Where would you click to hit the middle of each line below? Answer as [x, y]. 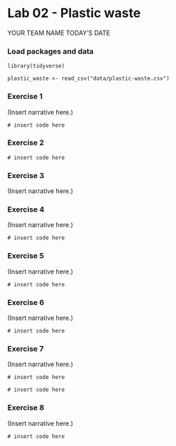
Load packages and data [51, 51]
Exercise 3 [26, 175]
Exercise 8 [26, 408]
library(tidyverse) [36, 66]
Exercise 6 [26, 302]
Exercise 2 [26, 142]
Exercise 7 [26, 348]
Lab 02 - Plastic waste [74, 13]
